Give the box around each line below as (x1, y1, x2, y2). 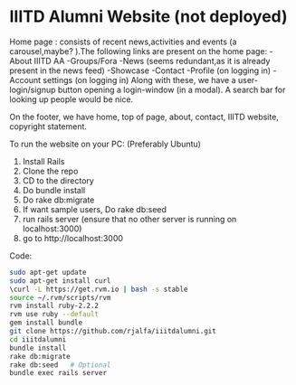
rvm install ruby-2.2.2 (9, 301, 100, 311)
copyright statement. (9, 120, 88, 132)
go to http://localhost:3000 (22, 232, 124, 243)
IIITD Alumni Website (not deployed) (9, 6, 288, 27)
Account (9, 74, 42, 85)
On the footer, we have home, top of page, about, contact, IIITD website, (9, 111, 279, 122)
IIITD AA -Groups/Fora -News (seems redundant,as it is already (33, 55, 271, 66)
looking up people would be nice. (9, 93, 134, 105)
